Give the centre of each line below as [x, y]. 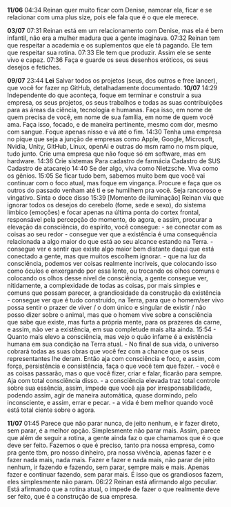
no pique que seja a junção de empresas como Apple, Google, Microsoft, [111, 139]
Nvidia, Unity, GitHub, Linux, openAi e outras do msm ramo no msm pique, [113, 146]
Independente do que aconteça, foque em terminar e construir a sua [104, 95]
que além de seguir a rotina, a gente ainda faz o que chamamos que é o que [115, 438]
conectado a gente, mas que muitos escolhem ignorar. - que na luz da [107, 256]
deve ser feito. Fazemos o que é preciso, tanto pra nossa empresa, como [111, 445]
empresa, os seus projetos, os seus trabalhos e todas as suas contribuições [115, 102]
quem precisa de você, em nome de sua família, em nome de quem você [110, 117]
